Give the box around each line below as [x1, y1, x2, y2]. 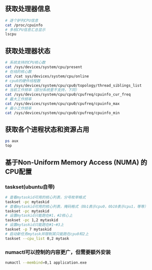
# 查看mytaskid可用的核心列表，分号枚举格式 [5, 195, 86, 200]
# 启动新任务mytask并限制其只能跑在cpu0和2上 [5, 231, 89, 236]
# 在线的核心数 [5, 69, 32, 74]
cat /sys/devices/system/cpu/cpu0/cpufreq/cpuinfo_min [5, 110, 120, 115]
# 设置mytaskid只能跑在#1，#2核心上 [5, 213, 73, 218]
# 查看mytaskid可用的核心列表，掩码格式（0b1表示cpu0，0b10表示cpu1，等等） [5, 204, 149, 209]
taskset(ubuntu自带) [5, 183, 55, 190]
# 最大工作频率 [5, 97, 32, 102]
